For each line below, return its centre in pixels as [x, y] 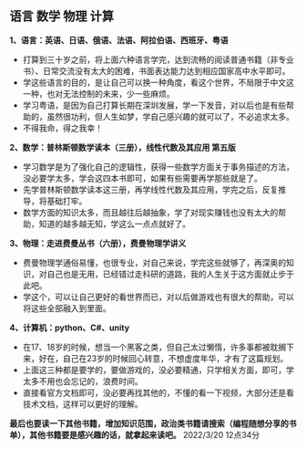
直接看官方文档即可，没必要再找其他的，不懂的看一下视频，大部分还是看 [158, 392]
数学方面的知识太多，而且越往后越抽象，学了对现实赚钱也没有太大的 [150, 212]
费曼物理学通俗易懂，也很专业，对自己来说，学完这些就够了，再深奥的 [154, 262]
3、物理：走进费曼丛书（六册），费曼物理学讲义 [98, 243]
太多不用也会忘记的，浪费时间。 [82, 381]
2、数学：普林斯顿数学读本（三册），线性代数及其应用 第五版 [123, 147]
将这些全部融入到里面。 [66, 308]
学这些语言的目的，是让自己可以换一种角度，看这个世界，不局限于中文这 [158, 82]
